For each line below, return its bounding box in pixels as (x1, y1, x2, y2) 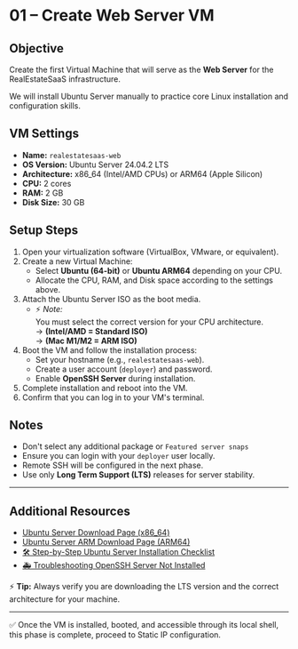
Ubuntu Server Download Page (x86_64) (21, 527, 170, 538)
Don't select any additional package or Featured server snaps (21, 441, 249, 452)
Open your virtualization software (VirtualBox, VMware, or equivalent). (21, 246, 279, 257)
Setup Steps (9, 223, 78, 238)
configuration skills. (9, 100, 82, 111)
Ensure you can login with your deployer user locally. (21, 451, 216, 461)
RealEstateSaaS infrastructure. (9, 74, 122, 84)
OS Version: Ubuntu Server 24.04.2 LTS (21, 159, 169, 170)
